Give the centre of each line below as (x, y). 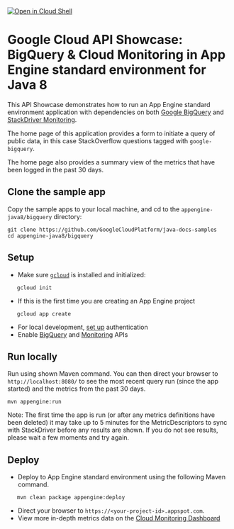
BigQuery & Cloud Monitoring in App (116, 55)
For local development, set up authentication (83, 327)
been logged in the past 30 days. (56, 169)
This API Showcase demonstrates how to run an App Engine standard (109, 104)
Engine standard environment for (107, 70)
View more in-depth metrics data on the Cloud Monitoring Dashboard (119, 518)
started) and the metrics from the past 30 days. (77, 389)
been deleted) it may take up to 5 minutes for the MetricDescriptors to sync (117, 423)
